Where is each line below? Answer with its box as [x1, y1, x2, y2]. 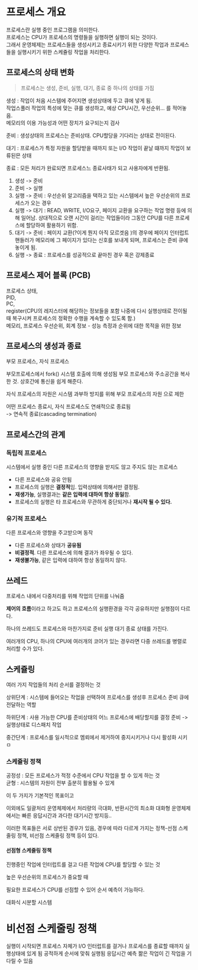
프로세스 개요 [6, 5, 66, 19]
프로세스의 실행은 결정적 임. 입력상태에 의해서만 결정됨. [14, 484, 140, 491]
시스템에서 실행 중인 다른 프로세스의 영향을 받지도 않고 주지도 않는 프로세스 [6, 463, 178, 470]
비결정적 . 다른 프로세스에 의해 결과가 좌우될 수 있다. [14, 549, 133, 556]
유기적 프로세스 [6, 514, 47, 523]
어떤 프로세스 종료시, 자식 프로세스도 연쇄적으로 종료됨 [6, 403, 131, 410]
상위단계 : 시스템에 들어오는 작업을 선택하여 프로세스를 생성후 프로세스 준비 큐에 [6, 694, 189, 701]
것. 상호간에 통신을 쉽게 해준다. [12, 378, 84, 385]
